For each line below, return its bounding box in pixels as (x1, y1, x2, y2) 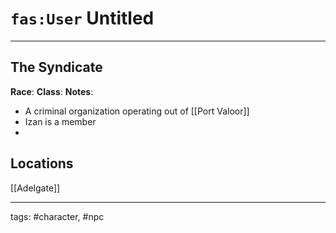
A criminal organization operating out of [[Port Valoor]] (24, 105, 250, 117)
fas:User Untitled (10, 7, 155, 30)
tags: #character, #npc (10, 210, 105, 222)
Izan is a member (24, 115, 97, 127)
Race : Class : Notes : (10, 85, 94, 97)
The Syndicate (10, 59, 103, 76)
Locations (10, 155, 74, 172)
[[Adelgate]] (10, 182, 61, 194)
